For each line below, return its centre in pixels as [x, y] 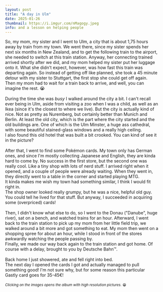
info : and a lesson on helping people [44, 28]
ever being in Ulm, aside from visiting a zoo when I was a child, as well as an [81, 104]
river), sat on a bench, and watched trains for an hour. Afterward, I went [77, 218]
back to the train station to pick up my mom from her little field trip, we [76, 223]
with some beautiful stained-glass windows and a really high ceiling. [73, 130]
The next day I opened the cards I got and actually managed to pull [72, 265]
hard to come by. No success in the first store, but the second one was [76, 161]
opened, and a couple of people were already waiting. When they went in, [79, 171]
